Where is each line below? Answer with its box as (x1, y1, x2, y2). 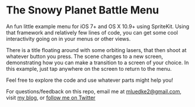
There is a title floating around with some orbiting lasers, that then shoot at (6, 46, 187, 53)
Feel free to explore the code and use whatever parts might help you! (6, 77, 173, 84)
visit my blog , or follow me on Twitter (6, 94, 96, 101)
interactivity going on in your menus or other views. (6, 35, 131, 42)
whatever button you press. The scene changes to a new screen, (6, 53, 163, 60)
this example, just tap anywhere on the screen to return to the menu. (6, 65, 172, 72)
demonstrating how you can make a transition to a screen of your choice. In (6, 59, 189, 66)
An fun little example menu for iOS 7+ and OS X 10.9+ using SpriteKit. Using (6, 23, 190, 30)
